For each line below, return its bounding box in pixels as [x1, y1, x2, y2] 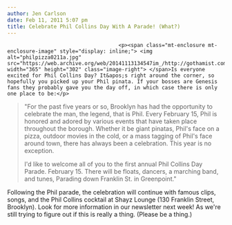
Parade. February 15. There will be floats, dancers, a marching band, [23, 168, 219, 176]
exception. [23, 147, 55, 155]
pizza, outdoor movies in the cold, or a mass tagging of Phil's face [23, 132, 213, 141]
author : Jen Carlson [7, 10, 67, 17]
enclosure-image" [7, 48, 57, 55]
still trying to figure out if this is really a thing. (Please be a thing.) [7, 210, 193, 219]
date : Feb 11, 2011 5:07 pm [7, 17, 88, 24]
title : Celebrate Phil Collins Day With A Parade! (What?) [7, 23, 181, 30]
